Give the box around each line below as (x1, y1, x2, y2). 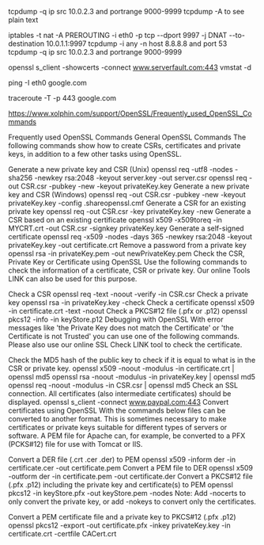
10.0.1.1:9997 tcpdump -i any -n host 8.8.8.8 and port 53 (46, 39, 228, 48)
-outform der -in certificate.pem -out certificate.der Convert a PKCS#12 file (8, 471, 253, 481)
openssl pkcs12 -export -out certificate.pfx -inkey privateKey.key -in (8, 520, 231, 530)
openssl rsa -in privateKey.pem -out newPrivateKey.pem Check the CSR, (8, 249, 245, 258)
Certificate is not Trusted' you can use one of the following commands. (8, 332, 239, 341)
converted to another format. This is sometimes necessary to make (8, 414, 227, 423)
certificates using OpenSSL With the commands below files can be (8, 406, 226, 415)
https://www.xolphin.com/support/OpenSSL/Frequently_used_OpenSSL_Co (8, 109, 253, 118)
